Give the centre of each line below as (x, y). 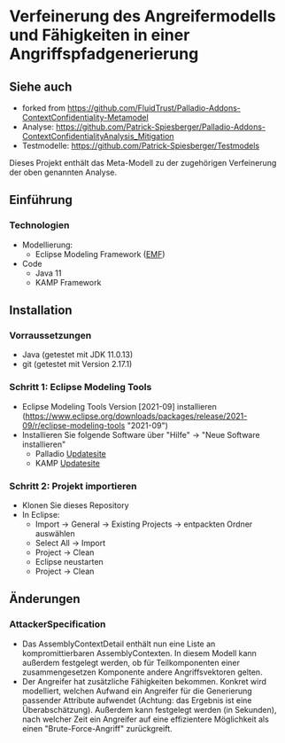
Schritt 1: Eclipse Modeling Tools (81, 387)
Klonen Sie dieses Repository (76, 505)
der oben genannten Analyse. (63, 172)
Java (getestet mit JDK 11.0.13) (77, 355)
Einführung (41, 200)
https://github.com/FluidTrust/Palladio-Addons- (154, 108)
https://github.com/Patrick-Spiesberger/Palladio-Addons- (161, 127)
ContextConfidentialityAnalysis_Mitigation (98, 136)
